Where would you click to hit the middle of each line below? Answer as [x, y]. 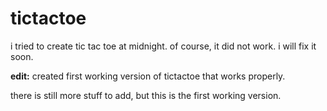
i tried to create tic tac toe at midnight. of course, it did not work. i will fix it [163, 46]
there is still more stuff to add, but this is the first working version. [146, 95]
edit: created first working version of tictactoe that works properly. [148, 76]
